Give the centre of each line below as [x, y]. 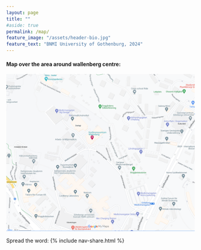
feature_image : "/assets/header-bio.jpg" [59, 38]
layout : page [22, 13]
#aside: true [22, 25]
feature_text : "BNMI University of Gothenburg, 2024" [75, 44]
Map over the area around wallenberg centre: [63, 64]
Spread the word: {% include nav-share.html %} [65, 241]
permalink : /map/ [28, 32]
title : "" [19, 19]
